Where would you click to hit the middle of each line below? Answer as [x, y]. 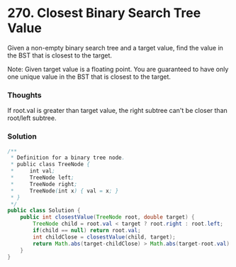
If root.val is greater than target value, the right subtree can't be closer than [118, 111]
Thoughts [24, 95]
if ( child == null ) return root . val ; [87, 231]
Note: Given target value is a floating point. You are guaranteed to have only [118, 69]
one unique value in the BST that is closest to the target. [89, 77]
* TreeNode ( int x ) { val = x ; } [64, 191]
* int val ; [33, 171]
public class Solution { [44, 211]
